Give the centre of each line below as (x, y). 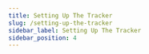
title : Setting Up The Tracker (60, 15)
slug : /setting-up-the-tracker (60, 23)
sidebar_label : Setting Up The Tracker (75, 30)
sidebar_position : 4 (43, 38)
